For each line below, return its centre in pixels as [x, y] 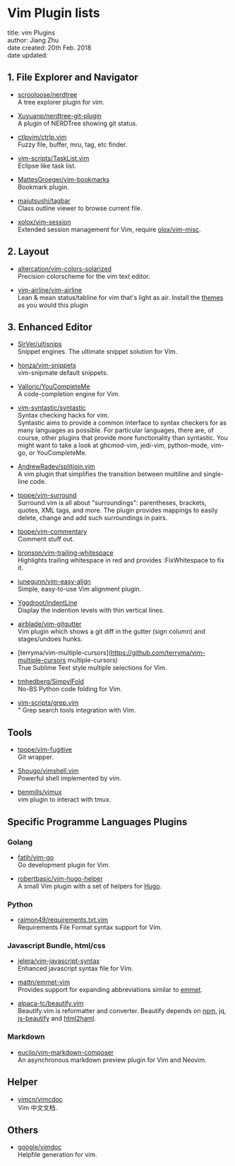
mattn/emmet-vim [44, 982]
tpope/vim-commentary [52, 531]
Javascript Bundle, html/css [56, 946]
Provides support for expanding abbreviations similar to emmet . [110, 990]
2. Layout [28, 252]
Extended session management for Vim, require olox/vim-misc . [109, 229]
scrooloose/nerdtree [47, 94]
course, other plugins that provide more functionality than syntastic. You [122, 438]
